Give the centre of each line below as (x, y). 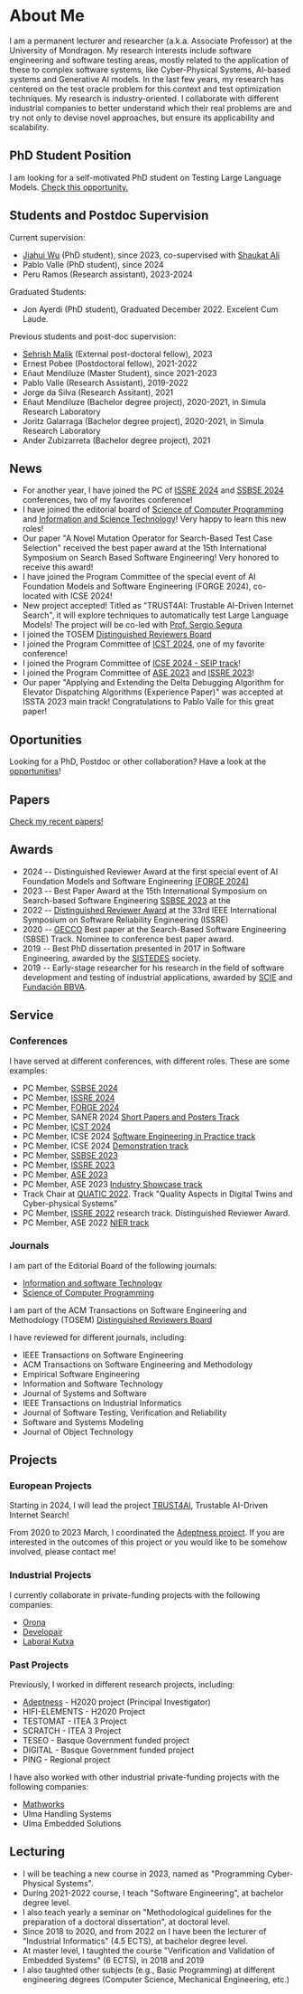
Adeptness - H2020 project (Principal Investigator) (117, 1702)
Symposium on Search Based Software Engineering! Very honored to (151, 558)
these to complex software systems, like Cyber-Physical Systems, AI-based (150, 70)
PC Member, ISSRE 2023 (69, 1165)
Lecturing (37, 1852)
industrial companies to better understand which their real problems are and (151, 108)
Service (32, 1015)
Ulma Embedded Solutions (72, 1824)
